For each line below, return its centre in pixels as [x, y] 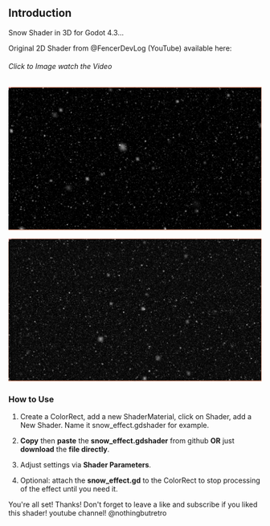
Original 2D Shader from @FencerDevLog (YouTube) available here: [120, 48]
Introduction [40, 13]
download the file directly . [65, 450]
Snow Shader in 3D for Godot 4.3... [66, 32]
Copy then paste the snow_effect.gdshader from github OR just [127, 441]
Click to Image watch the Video [60, 67]
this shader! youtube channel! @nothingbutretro [88, 513]
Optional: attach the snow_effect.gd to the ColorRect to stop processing [140, 480]
